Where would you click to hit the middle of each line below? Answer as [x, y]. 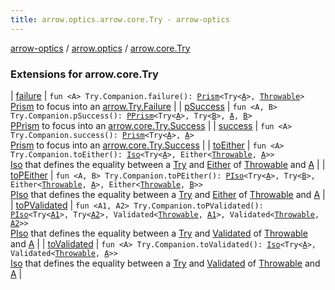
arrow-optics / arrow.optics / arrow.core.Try [100, 48]
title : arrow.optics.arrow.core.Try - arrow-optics [120, 19]
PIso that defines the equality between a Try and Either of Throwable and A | [168, 194]
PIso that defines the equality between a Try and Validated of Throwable [159, 233]
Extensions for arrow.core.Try [84, 74]
